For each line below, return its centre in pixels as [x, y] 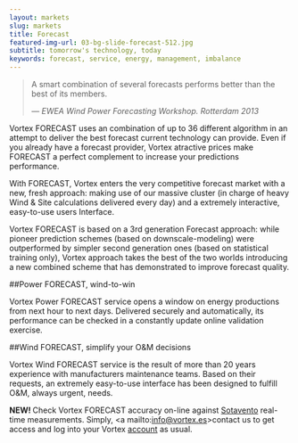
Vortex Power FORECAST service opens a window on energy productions [144, 301]
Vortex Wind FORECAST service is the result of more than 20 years [132, 365]
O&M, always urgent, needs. [61, 393]
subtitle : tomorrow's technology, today [86, 51]
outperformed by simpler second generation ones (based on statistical [139, 248]
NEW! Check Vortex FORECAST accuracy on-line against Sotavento [134, 410]
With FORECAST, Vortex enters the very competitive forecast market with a [147, 183]
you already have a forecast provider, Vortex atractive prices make [132, 147]
